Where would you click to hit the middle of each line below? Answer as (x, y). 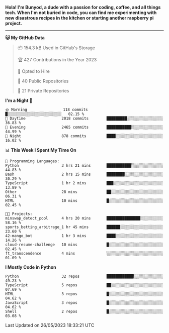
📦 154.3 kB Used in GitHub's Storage (56, 48)
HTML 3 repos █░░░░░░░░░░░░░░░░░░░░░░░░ (84, 294)
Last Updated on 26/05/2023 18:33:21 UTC (50, 325)
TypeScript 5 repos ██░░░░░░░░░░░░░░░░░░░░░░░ (84, 285)
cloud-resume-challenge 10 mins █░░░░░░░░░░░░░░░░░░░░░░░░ (84, 245)
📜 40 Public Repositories (43, 81)
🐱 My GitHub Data (25, 38)
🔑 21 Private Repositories (43, 91)
